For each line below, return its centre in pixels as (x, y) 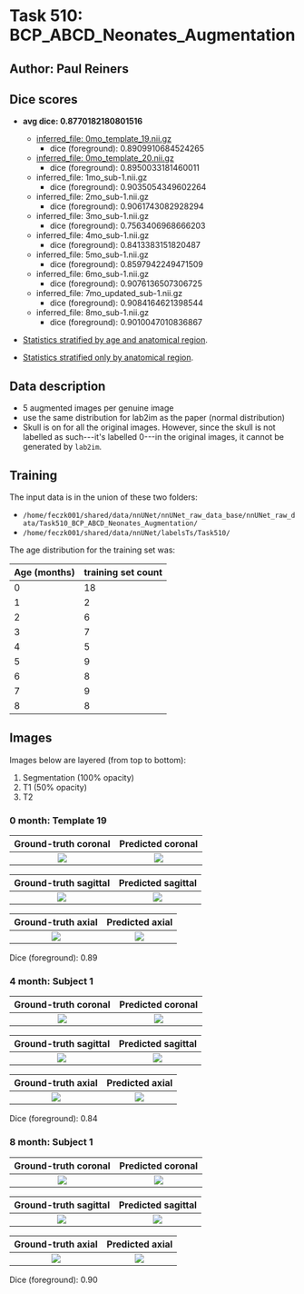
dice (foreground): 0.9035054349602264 (128, 187)
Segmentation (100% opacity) (78, 777)
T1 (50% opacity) (55, 787)
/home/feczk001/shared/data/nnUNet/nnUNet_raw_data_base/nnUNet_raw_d (159, 516)
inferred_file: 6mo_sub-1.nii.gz (93, 274)
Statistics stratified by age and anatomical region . (115, 340)
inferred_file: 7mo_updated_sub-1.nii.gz (109, 294)
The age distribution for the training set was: (92, 550)
